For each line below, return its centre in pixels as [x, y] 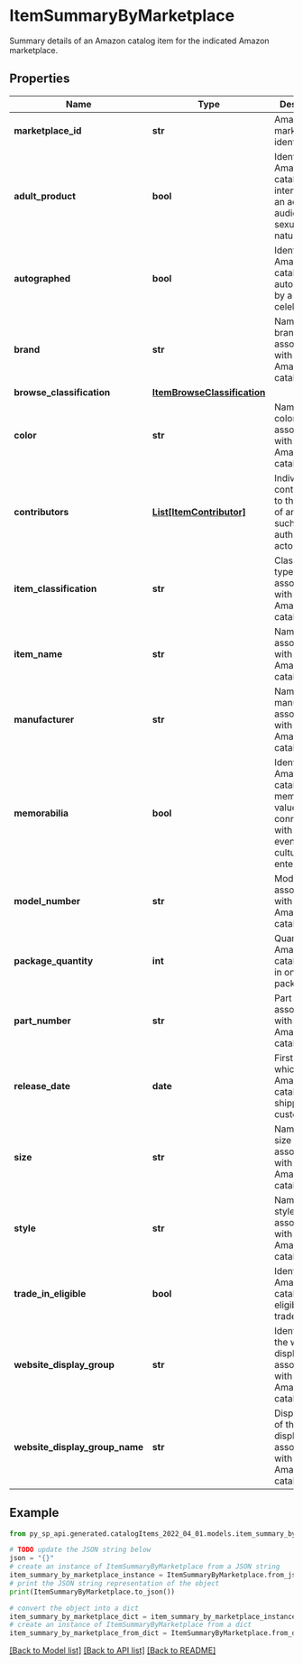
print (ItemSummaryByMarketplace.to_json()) [92, 1592]
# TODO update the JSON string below [80, 1550]
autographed [42, 278]
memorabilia [41, 813]
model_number [47, 901]
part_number [43, 1021]
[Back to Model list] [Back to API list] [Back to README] [113, 1650]
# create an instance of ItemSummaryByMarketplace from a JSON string [145, 1567]
